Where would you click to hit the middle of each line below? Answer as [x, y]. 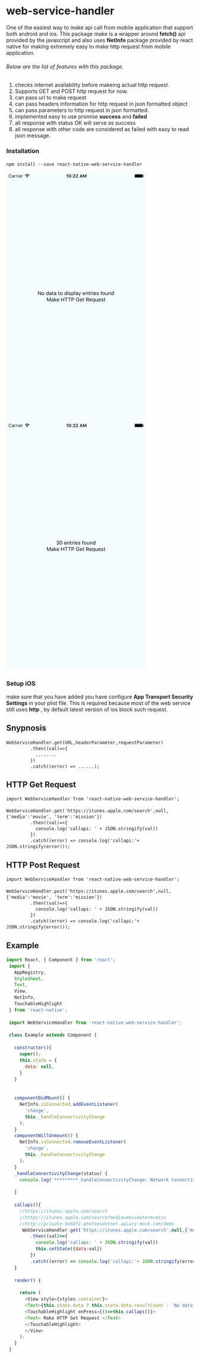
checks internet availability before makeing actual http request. [92, 85]
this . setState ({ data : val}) [69, 1249]
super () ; [30, 1054]
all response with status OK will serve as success [75, 123]
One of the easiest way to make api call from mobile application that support [100, 27]
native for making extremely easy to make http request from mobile [89, 46]
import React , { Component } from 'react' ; [61, 960]
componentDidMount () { [42, 1098]
